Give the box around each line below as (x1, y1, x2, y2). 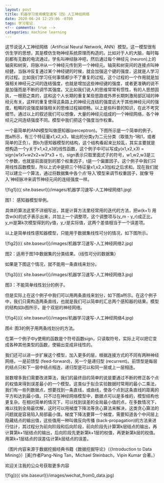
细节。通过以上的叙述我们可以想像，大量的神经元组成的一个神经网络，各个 (5, 111, 155, 117)
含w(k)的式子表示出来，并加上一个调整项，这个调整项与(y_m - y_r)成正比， (5, 213, 155, 219)
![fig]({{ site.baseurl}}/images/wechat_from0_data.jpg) (5, 472, 115, 478)
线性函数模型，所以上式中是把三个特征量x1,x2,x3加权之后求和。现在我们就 (9, 164, 159, 170)
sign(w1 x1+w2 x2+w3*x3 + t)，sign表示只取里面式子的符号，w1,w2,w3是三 (5, 152, 155, 158)
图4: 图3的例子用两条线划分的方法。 (5, 325, 77, 331)
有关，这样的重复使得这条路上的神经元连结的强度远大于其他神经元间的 (13, 99, 155, 105)
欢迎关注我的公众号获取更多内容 (5, 462, 69, 468)
